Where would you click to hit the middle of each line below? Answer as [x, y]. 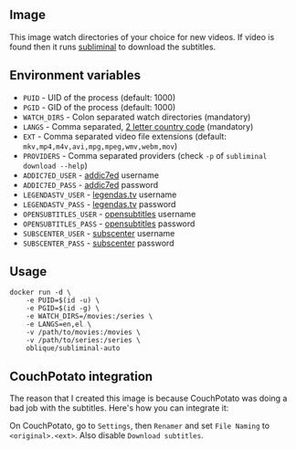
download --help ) [55, 165]
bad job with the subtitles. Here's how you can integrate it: [119, 408]
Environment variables [75, 75]
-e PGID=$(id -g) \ [63, 309]
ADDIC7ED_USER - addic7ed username [91, 175]
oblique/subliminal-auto [73, 349]
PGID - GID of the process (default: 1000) [99, 107]
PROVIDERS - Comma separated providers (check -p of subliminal [145, 155]
